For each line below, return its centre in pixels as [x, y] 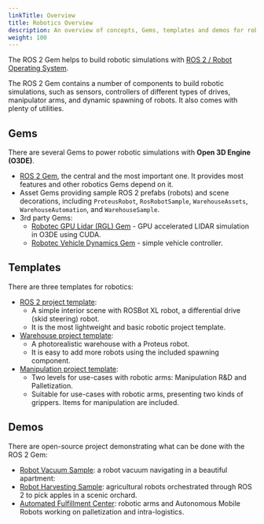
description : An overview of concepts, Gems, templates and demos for [126, 30]
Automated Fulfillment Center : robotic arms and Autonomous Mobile [130, 503]
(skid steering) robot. [65, 318]
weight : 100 [27, 37]
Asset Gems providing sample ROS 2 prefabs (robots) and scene [124, 193]
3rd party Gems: [46, 218]
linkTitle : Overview [42, 15]
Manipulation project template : [69, 369]
